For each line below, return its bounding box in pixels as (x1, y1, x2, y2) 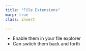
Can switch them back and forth (12, 41, 80, 47)
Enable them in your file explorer (12, 35, 81, 41)
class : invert (5, 17, 36, 22)
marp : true (5, 12, 28, 17)
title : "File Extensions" (5, 7, 60, 13)
